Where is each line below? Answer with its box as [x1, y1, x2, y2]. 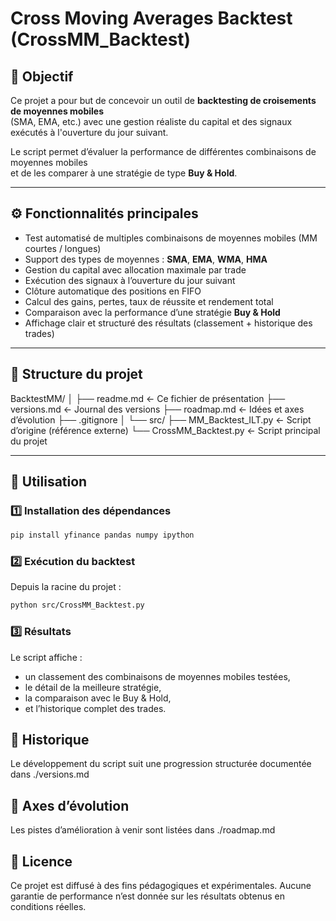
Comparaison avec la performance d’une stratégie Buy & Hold [24, 306, 281, 318]
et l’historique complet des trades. [24, 702, 167, 714]
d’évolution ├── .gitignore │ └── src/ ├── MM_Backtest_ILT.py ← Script [10, 413, 312, 426]
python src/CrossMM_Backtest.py [10, 600, 145, 611]
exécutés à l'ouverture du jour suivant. [10, 127, 169, 138]
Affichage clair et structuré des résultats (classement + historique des [24, 317, 313, 329]
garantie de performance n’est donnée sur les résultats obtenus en [10, 890, 285, 902]
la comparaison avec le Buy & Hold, [24, 692, 172, 704]
